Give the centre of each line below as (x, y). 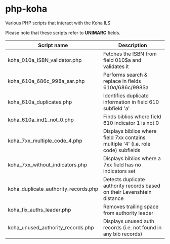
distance (113, 198)
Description (133, 45)
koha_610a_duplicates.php (40, 102)
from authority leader (128, 213)
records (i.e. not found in (132, 227)
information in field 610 (131, 102)
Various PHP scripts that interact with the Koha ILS (58, 23)
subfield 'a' (116, 108)
